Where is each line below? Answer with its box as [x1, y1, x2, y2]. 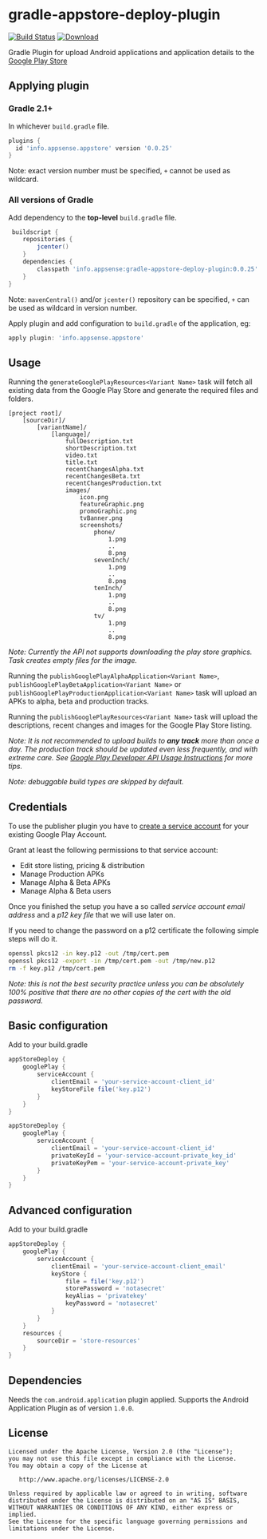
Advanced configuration [8, 1204, 133, 1217]
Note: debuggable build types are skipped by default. [8, 777, 185, 787]
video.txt [65, 451, 98, 460]
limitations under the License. [8, 1524, 116, 1533]
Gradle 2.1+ [8, 103, 53, 114]
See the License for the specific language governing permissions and [8, 1517, 248, 1525]
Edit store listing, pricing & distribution [19, 861, 145, 871]
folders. [8, 394, 33, 404]
